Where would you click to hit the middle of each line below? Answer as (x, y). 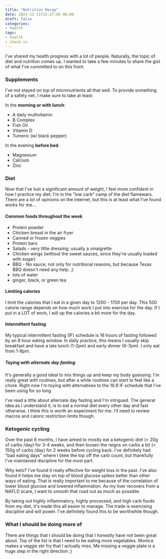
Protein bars (25, 243)
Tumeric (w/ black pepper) (39, 136)
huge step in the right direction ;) (39, 551)
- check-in (16, 42)
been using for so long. (29, 391)
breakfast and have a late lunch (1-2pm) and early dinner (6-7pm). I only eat (83, 345)
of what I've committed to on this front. (45, 66)
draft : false (19, 19)
